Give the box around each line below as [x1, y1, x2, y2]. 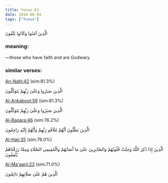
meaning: [5, 43, 29, 50]
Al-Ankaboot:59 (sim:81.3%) [5, 97, 64, 103]
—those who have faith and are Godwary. [5, 54, 91, 60]
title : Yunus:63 [5, 7, 39, 13]
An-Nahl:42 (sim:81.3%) [5, 78, 55, 84]
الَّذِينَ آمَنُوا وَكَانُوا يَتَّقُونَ [5, 31, 48, 37]
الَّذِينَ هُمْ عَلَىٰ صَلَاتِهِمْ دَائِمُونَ [5, 171, 58, 177]
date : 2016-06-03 [5, 12, 42, 17]
